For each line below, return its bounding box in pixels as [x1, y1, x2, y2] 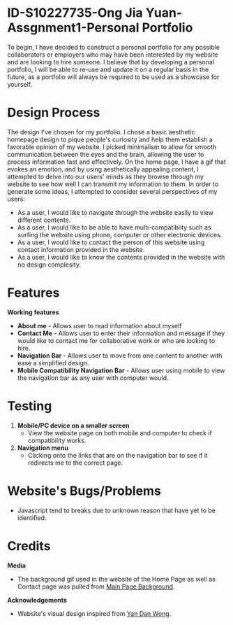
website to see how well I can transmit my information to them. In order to [7, 180, 219, 188]
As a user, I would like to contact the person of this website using [17, 238, 205, 246]
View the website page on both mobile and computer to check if [27, 428, 213, 437]
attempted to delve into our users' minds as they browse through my [7, 172, 204, 181]
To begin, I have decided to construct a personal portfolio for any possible [7, 43, 220, 51]
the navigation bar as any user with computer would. [17, 373, 169, 382]
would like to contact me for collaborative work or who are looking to [17, 336, 216, 344]
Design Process [7, 105, 100, 120]
